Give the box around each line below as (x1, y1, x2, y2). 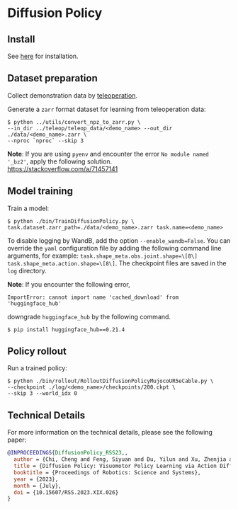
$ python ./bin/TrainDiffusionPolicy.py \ (7, 217, 135, 224)
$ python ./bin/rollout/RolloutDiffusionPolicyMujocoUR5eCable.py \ (7, 377, 214, 385)
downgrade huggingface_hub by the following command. (7, 312, 171, 321)
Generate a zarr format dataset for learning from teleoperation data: (7, 105, 207, 113)
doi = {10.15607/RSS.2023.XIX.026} (13, 488, 119, 496)
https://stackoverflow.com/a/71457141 (7, 164, 118, 173)
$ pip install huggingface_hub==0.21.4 (7, 326, 125, 333)
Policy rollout (7, 345, 67, 358)
